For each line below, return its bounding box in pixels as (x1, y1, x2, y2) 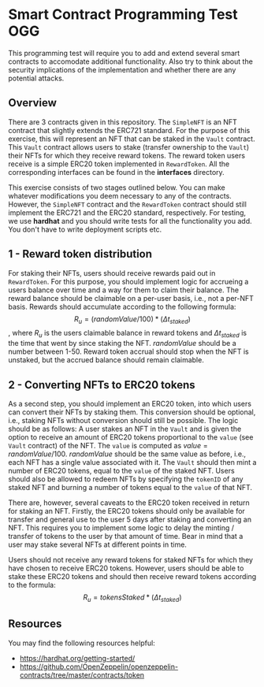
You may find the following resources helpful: (8, 638, 155, 648)
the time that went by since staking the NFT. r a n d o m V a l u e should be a (8, 339, 236, 348)
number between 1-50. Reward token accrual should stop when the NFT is (8, 347, 250, 356)
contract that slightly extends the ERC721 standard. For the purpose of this (8, 125, 251, 135)
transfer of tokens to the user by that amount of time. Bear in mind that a (8, 531, 244, 540)
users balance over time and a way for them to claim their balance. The (8, 285, 239, 295)
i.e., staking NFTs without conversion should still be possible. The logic (8, 415, 239, 425)
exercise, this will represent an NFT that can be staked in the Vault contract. (8, 134, 255, 143)
